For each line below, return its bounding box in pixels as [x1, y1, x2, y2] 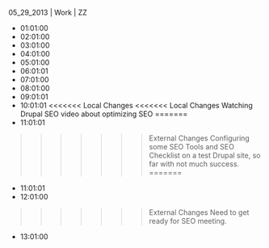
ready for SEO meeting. [149, 216, 228, 225]
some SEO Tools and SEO [149, 142, 234, 151]
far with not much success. [149, 159, 240, 169]
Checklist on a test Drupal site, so [149, 150, 261, 160]
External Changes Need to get [149, 208, 250, 217]
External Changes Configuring [149, 133, 250, 143]
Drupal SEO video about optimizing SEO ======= [19, 109, 188, 119]
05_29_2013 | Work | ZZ [8, 8, 87, 17]
